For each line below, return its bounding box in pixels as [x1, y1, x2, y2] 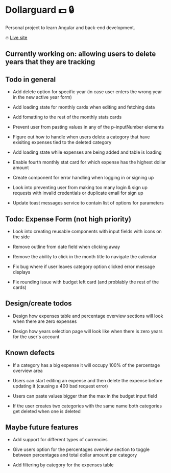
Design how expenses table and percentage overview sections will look [12, 313, 163, 319]
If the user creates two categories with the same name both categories [12, 403, 162, 409]
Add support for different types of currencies [12, 437, 108, 443]
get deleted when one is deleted [12, 408, 81, 414]
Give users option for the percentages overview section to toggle [12, 446, 150, 453]
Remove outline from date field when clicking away [12, 243, 120, 250]
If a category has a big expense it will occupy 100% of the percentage [12, 362, 160, 368]
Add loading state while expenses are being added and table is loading [12, 149, 162, 155]
